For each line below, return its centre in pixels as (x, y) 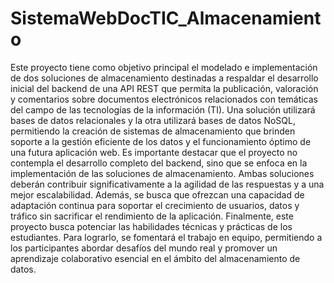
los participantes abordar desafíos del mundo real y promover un (144, 248)
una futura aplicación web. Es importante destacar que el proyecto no (154, 152)
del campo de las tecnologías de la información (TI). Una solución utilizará (163, 109)
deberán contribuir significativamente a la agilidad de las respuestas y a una (167, 184)
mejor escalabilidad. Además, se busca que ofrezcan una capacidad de (157, 194)
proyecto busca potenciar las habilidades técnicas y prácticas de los (151, 226)
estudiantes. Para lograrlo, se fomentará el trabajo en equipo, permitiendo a (166, 237)
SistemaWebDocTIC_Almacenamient (166, 18)
